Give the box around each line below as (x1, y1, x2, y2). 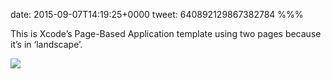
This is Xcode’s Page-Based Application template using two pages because (10, 28, 322, 39)
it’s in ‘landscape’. (10, 39, 83, 50)
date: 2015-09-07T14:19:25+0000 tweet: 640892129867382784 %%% (10, 9, 304, 20)
